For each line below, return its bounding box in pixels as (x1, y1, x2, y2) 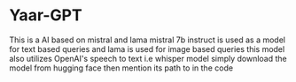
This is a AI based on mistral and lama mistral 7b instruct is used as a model (9, 34, 286, 45)
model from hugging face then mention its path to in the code (9, 63, 233, 73)
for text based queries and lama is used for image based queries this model (9, 43, 285, 54)
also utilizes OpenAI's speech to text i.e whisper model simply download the (9, 53, 288, 63)
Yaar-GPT (9, 5, 82, 26)
